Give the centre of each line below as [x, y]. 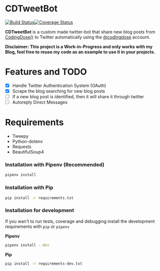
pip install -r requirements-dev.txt [44, 264]
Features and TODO [46, 72]
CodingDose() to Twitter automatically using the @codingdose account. [78, 37]
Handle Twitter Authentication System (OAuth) [59, 85]
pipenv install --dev [27, 245]
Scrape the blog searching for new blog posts [59, 91]
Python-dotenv [28, 142]
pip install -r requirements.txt [39, 198]
